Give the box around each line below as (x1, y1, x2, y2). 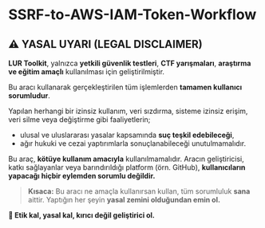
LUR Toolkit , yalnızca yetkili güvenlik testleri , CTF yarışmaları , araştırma (8, 58, 251, 68)
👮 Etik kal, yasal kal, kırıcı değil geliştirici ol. (8, 210, 156, 220)
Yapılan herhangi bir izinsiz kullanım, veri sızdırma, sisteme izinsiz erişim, (8, 106, 248, 116)
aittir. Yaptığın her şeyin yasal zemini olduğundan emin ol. (27, 195, 221, 204)
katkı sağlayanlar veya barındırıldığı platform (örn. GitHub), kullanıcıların (8, 163, 246, 172)
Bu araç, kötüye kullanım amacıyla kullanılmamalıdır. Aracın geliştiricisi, (8, 154, 245, 163)
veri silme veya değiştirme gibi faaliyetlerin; (8, 115, 151, 124)
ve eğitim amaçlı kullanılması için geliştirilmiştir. (8, 67, 165, 77)
